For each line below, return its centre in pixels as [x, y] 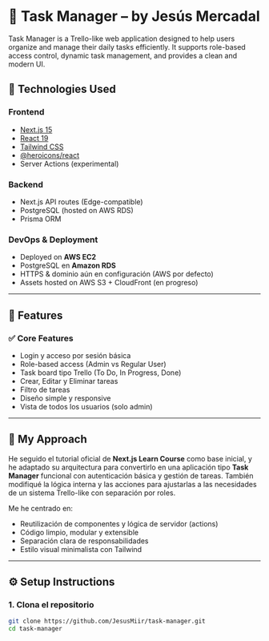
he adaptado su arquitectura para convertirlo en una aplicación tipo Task [128, 467]
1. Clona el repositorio [51, 605]
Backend [26, 184]
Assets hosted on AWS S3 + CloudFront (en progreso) [109, 283]
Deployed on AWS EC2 [58, 257]
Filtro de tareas [45, 389]
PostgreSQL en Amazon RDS [68, 266]
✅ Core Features [41, 338]
